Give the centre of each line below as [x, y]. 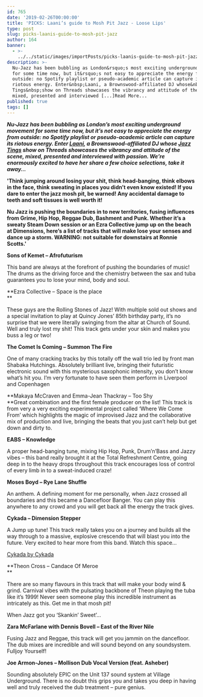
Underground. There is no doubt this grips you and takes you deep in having [101, 681]
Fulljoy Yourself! [27, 651]
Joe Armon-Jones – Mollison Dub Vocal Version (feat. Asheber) [88, 663]
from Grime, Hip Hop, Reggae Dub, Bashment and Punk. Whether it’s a [96, 218]
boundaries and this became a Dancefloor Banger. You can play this [91, 500]
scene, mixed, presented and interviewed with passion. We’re [86, 156]
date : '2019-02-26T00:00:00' [43, 17]
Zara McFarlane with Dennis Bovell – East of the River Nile [80, 627]
